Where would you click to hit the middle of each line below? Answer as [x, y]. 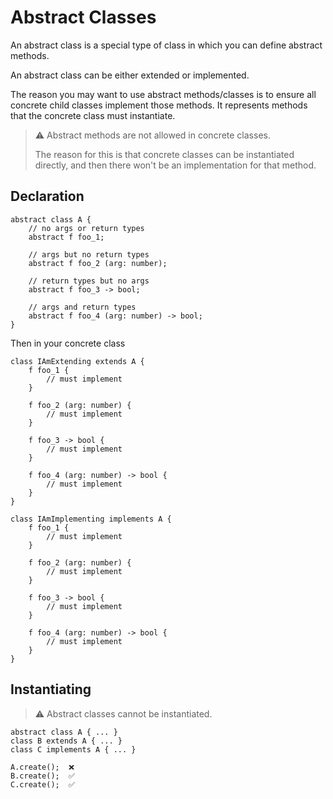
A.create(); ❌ [42, 767]
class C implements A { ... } [73, 749]
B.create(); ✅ [43, 776]
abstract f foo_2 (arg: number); [98, 263]
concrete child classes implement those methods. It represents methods [159, 105]
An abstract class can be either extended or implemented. [130, 75]
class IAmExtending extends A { [77, 361]
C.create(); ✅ [43, 784]
